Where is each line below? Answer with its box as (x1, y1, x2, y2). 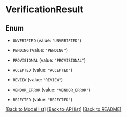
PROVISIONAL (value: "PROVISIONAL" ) (12, 57, 86, 63)
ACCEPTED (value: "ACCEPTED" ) (12, 67, 73, 73)
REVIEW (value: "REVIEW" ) (12, 77, 63, 82)
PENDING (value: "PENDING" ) (12, 47, 68, 53)
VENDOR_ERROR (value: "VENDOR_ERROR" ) (12, 86, 90, 93)
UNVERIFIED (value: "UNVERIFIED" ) (12, 37, 81, 43)
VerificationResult (5, 4, 84, 15)
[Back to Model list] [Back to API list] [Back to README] (5, 106, 122, 112)
